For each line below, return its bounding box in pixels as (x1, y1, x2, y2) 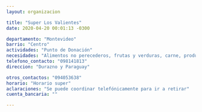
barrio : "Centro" (6, 41, 50, 48)
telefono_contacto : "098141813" (6, 58, 87, 64)
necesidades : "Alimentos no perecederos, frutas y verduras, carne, (6, 53, 182, 59)
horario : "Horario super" (6, 80, 71, 86)
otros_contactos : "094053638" (6, 74, 82, 81)
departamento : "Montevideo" (6, 36, 77, 42)
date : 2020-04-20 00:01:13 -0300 (6, 25, 90, 31)
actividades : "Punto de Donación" (6, 47, 93, 53)
